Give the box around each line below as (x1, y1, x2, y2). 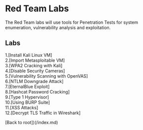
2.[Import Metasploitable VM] (5, 57, 65, 63)
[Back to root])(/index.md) (5, 119, 58, 125)
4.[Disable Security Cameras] (5, 68, 65, 74)
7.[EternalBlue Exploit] (5, 84, 50, 89)
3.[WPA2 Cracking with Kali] (5, 62, 63, 68)
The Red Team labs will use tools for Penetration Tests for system (5, 19, 138, 25)
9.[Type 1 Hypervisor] (5, 94, 49, 100)
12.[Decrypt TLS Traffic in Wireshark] (5, 110, 81, 116)
